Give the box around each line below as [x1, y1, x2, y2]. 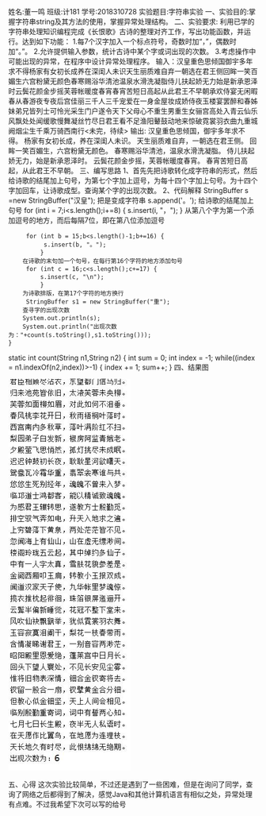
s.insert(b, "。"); [43, 241, 107, 249]
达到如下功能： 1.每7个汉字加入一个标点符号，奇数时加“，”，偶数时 [21, 37, 237, 46]
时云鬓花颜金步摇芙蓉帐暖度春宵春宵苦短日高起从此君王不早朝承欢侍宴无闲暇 [8, 87, 258, 95]
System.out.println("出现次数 [22, 323, 117, 331]
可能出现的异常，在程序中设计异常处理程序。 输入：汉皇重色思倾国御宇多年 [8, 56, 253, 66]
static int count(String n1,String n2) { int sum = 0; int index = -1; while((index [8, 353, 256, 362]
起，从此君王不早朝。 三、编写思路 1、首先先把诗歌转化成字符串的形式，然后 [8, 166, 258, 175]
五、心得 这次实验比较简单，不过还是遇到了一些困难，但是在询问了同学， [8, 779, 246, 789]
